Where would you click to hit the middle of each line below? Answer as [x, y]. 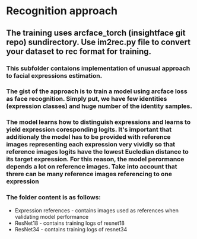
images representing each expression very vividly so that [91, 145]
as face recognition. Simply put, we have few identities [87, 99]
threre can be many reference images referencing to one [89, 174]
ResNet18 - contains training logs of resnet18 [70, 223]
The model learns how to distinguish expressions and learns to [99, 122]
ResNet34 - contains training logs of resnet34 [71, 229]
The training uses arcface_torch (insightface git [96, 33]
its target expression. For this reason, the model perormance [95, 160]
